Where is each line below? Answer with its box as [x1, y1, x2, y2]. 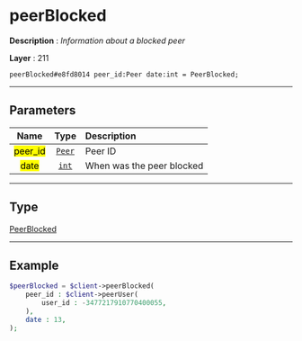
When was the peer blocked [84, 159, 204, 172]
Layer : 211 [9, 52, 49, 63]
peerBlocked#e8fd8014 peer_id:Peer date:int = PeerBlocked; [9, 69, 240, 79]
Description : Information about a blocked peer [9, 35, 186, 46]
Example [9, 257, 59, 273]
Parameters [9, 103, 76, 118]
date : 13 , [25, 315, 67, 324]
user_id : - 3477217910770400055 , [41, 299, 167, 308]
